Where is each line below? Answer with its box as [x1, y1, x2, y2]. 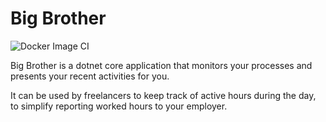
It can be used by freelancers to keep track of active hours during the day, [10, 89, 317, 101]
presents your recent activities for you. [10, 70, 170, 82]
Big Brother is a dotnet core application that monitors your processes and [10, 59, 313, 71]
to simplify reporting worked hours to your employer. [10, 100, 228, 112]
